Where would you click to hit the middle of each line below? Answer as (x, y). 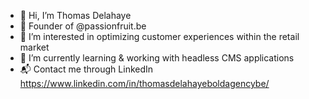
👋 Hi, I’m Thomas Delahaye (75, 15)
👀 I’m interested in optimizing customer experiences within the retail (159, 36)
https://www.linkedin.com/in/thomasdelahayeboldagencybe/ (144, 83)
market (34, 47)
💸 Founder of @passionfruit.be (83, 26)
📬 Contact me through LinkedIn (86, 69)
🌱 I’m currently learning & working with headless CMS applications (157, 58)
